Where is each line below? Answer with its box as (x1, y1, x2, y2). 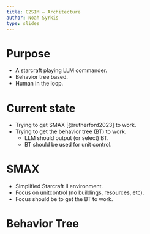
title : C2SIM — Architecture (6, 9, 81, 15)
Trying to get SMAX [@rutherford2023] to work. (15, 122, 137, 129)
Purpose (6, 46, 51, 60)
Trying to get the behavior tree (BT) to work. (15, 128, 127, 135)
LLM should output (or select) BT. (24, 134, 109, 142)
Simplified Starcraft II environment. (15, 183, 103, 190)
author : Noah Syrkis (6, 15, 59, 21)
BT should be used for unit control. (24, 141, 112, 148)
